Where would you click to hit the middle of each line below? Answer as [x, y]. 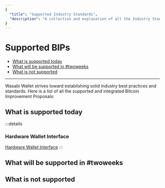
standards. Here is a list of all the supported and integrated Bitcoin [72, 91]
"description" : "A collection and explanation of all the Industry [80, 19]
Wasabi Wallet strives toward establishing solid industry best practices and [81, 86]
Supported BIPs [38, 48]
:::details [14, 124]
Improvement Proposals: [30, 96]
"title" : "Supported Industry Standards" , [54, 14]
